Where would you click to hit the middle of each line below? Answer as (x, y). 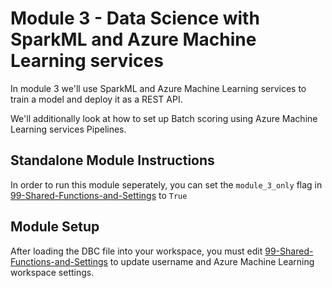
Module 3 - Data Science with (135, 18)
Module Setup (55, 227)
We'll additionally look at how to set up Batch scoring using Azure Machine (164, 118)
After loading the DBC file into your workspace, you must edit (136, 251)
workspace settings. (52, 272)
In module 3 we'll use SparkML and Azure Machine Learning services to (158, 88)
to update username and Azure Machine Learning (212, 261)
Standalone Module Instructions (112, 160)
